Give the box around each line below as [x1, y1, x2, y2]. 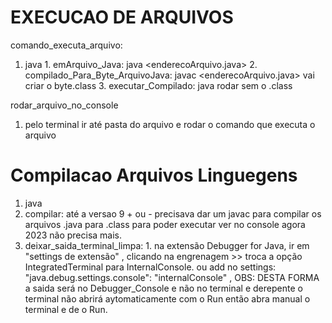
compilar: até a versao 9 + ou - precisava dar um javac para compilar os [24, 207, 322, 220]
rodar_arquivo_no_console [10, 99, 119, 111]
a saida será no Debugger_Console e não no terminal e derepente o [24, 282, 303, 294]
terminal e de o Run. [24, 303, 108, 315]
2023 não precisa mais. [24, 229, 123, 241]
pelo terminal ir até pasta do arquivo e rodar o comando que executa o [24, 118, 316, 130]
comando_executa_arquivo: [10, 39, 123, 51]
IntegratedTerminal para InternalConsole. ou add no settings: [24, 261, 277, 273]
